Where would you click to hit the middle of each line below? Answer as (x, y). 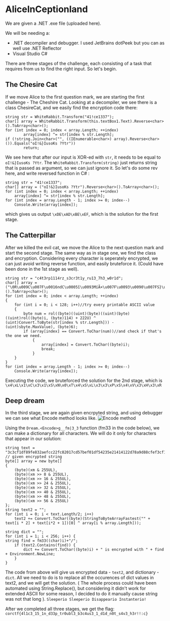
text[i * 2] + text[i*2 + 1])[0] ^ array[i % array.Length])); (73, 523)
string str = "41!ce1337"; (34, 182)
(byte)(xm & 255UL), (36, 470)
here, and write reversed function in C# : (48, 173)
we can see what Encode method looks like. (51, 418)
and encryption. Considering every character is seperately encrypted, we (82, 258)
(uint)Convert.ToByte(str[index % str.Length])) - (60, 322)
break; (48, 349)
